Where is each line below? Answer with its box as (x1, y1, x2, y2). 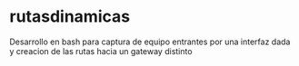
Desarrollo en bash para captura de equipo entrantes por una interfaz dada (9, 36, 291, 47)
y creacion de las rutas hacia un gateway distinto (9, 45, 193, 56)
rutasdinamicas (9, 6, 130, 27)
